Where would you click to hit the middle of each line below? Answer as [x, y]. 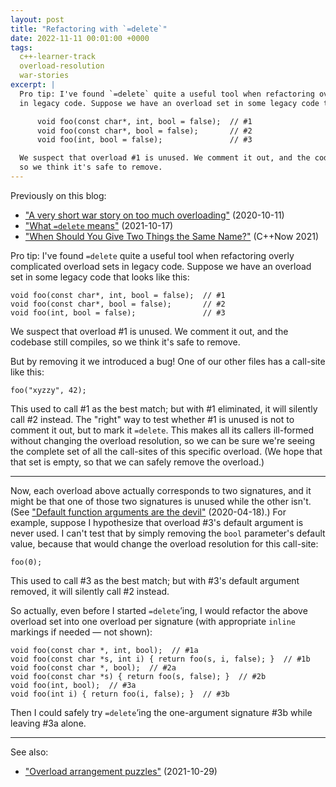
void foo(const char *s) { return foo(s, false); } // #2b [138, 676]
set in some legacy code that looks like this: [100, 277]
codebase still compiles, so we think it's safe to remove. [125, 342]
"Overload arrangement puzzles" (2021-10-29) [121, 771]
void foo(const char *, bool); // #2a [93, 667]
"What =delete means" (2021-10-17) [99, 225]
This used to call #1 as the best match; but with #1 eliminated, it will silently [164, 408]
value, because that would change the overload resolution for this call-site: [164, 543]
